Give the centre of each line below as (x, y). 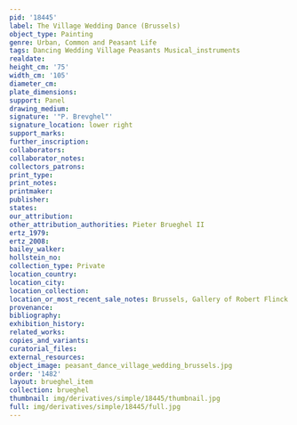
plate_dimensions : (43, 92)
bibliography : (36, 316)
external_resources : (48, 357)
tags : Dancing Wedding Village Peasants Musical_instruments (125, 51)
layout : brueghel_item (51, 382)
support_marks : (37, 134)
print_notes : (33, 184)
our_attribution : (41, 216)
